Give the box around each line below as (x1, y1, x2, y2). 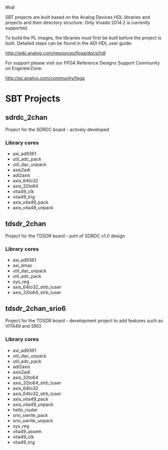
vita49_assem (12, 428, 42, 434)
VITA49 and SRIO (5, 323, 42, 329)
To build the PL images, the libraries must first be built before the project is (5, 35, 161, 41)
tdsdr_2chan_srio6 (5, 304, 66, 313)
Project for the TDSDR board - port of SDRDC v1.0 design (5, 233, 125, 239)
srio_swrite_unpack (12, 417, 53, 424)
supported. (5, 25, 28, 31)
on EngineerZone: (5, 66, 43, 71)
